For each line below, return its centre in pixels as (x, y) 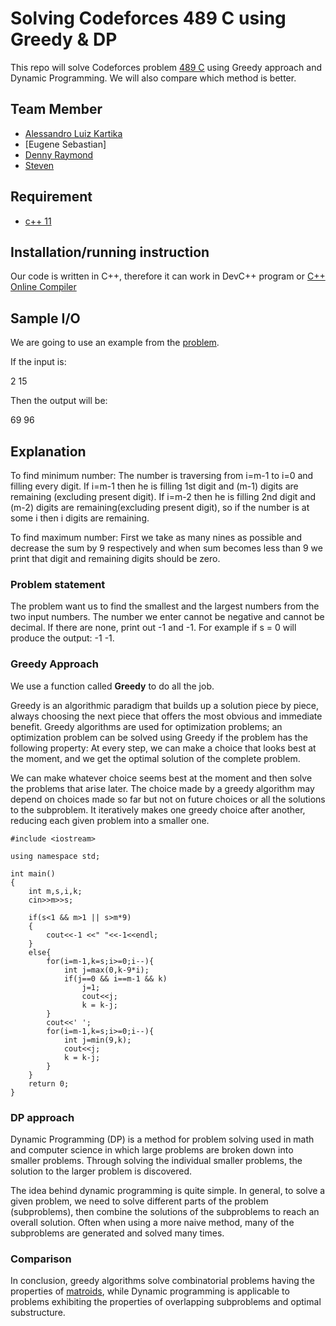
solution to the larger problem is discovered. (101, 1171)
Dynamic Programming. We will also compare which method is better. (153, 78)
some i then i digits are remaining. (80, 518)
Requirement (51, 197)
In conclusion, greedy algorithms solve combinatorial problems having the (162, 1281)
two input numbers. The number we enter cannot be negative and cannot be (167, 617)
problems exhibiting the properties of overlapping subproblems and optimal (166, 1302)
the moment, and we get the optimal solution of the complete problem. (155, 758)
